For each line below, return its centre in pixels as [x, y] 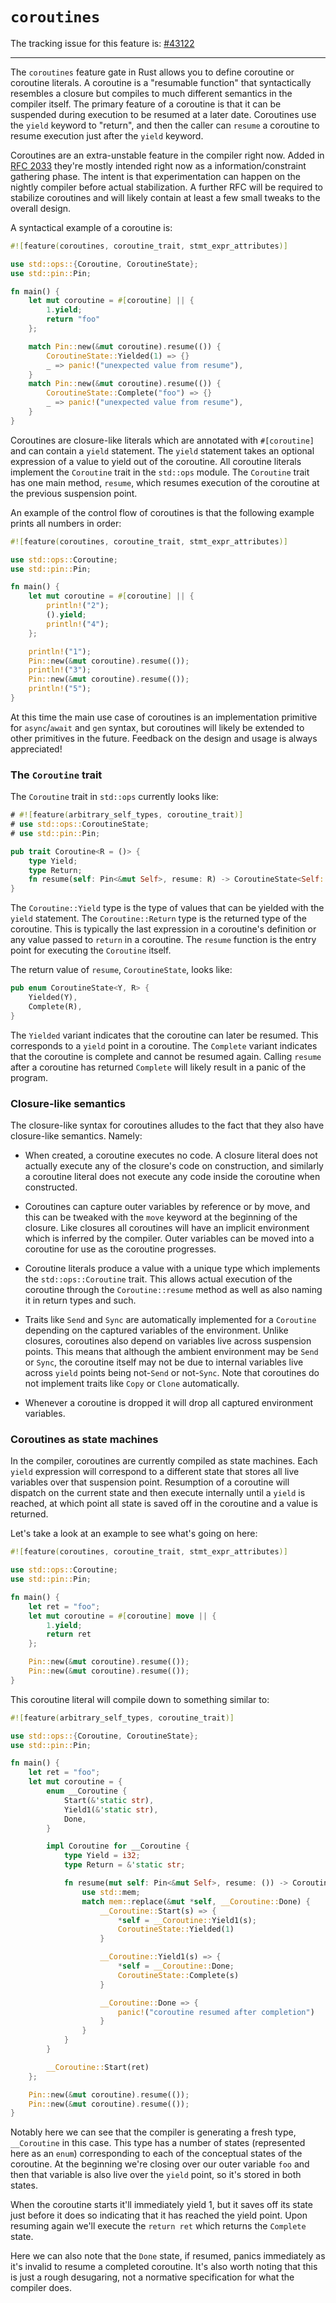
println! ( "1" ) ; [60, 651]
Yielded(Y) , [53, 998]
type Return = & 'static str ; [124, 1865]
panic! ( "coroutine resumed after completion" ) [216, 2012]
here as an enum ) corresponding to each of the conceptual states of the [156, 2154]
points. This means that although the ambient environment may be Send [171, 1352]
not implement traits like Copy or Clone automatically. [132, 1384]
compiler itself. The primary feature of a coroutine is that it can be [146, 104]
